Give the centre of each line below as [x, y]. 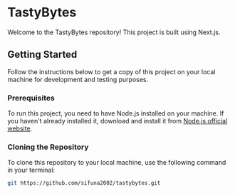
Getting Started [42, 55]
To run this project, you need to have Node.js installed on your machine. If [116, 113]
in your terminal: [31, 170]
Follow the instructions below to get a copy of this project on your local [111, 71]
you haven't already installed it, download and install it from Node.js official [117, 121]
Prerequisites [31, 98]
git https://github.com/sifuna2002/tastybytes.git [84, 183]
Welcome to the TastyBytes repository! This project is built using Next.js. [114, 32]
